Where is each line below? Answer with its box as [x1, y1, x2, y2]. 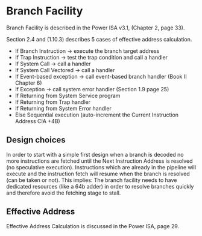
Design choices [6, 135, 66, 145]
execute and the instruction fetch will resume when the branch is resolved [6, 170, 190, 177]
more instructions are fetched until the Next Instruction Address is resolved [6, 157, 193, 165]
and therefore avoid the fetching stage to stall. [6, 189, 121, 196]
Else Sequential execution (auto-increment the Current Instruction [14, 111, 179, 118]
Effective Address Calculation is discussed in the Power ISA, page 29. [6, 222, 180, 229]
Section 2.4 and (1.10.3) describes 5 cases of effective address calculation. [6, 35, 192, 43]
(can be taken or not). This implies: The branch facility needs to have [6, 176, 177, 184]
